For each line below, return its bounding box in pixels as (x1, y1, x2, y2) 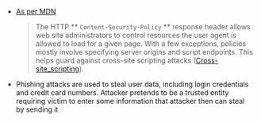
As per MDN (15, 7, 57, 16)
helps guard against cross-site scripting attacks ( (35, 55, 197, 65)
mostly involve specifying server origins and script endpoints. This (35, 48, 254, 56)
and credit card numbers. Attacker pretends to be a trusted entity (15, 88, 229, 97)
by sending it (15, 105, 59, 114)
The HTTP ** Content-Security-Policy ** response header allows (35, 22, 251, 31)
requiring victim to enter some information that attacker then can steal (15, 97, 245, 105)
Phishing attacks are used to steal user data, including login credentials (15, 79, 249, 89)
